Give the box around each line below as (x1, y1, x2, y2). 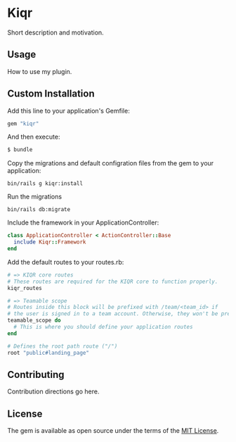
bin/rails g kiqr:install (7, 180, 83, 187)
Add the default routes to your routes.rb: (7, 258, 124, 266)
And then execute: (7, 132, 60, 141)
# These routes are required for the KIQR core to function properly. (7, 278, 218, 285)
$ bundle (7, 146, 33, 153)
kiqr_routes (7, 284, 42, 291)
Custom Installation (7, 88, 95, 100)
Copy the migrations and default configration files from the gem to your (7, 159, 214, 168)
